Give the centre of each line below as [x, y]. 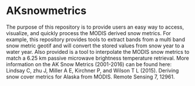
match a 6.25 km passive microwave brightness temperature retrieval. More [97, 58]
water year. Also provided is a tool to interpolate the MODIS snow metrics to [98, 51]
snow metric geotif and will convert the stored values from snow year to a [95, 46]
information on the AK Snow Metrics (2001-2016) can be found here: [89, 64]
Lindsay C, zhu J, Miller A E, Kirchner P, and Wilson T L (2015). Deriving [93, 70]
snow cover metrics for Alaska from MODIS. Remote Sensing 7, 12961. [90, 77]
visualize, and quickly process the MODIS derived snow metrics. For [89, 33]
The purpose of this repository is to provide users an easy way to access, [95, 27]
